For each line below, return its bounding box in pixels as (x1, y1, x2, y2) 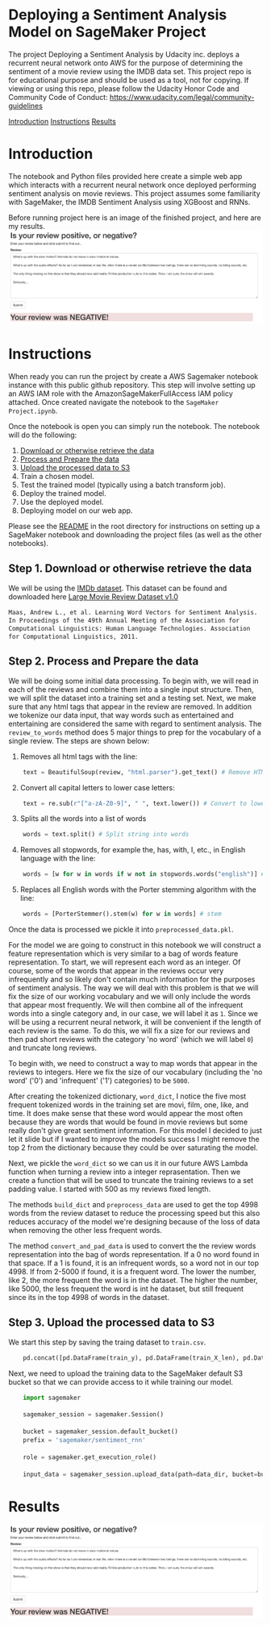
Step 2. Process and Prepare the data (8, 655, 199, 669)
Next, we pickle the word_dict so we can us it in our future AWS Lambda (8, 1159, 248, 1169)
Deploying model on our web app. (19, 506, 133, 515)
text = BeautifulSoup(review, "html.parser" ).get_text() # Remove (23, 768, 251, 776)
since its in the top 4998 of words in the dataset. (8, 1293, 169, 1302)
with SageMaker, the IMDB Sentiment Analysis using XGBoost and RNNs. (8, 197, 251, 206)
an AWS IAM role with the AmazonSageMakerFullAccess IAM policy (8, 389, 234, 398)
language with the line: (19, 853, 96, 864)
